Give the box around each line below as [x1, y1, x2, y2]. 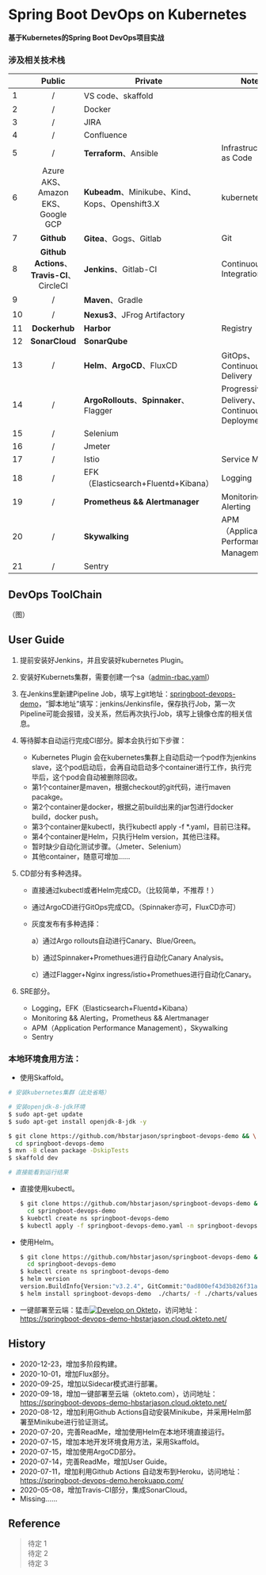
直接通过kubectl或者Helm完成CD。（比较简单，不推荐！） [31, 885, 218, 895]
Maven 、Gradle [83, 295, 143, 306]
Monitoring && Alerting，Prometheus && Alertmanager [31, 1013, 210, 1022]
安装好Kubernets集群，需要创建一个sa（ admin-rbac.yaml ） [19, 672, 214, 681]
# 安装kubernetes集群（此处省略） [8, 1089, 110, 1097]
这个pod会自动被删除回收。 [52, 772, 142, 782]
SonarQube [83, 335, 128, 347]
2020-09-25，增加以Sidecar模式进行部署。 [19, 1378, 162, 1389]
